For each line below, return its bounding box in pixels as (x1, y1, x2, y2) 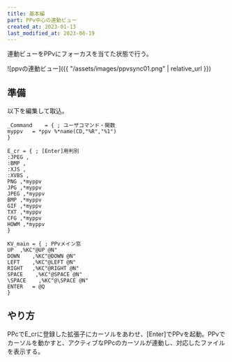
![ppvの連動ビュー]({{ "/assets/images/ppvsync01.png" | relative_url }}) (7, 64, 211, 73)
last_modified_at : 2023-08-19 (7, 29, 95, 37)
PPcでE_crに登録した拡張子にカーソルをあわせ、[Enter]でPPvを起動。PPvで (7, 329, 226, 338)
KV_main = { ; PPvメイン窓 (7, 241, 82, 248)
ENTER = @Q (7, 283, 45, 290)
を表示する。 (7, 347, 44, 356)
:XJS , (7, 166, 26, 173)
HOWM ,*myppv (7, 221, 45, 228)
